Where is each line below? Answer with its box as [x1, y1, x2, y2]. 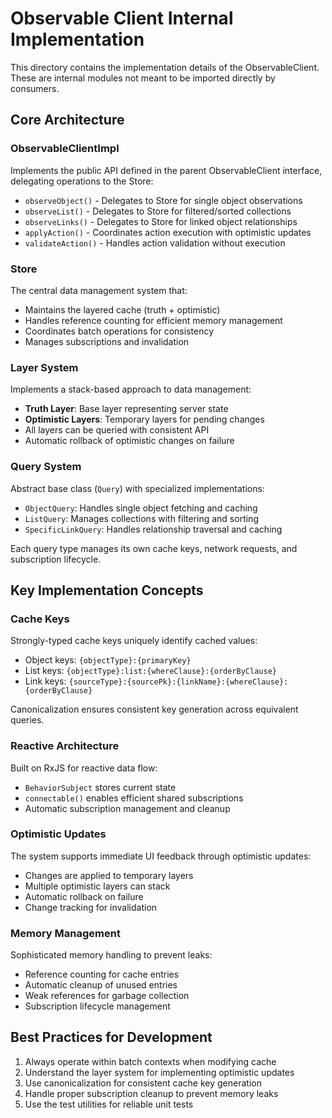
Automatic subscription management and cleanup [24, 802, 231, 814]
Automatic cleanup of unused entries [24, 979, 178, 991]
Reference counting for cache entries [24, 968, 180, 981]
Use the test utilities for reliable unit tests [24, 1098, 194, 1110]
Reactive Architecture [10, 739, 120, 753]
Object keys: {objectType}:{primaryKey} [24, 654, 192, 666]
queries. [10, 714, 45, 726]
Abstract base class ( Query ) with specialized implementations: [10, 482, 265, 494]
